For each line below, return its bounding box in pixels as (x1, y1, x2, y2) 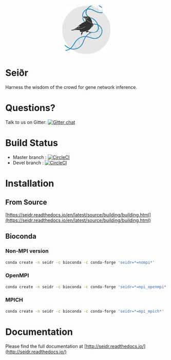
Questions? (5, 102, 55, 114)
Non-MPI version (5, 247, 49, 255)
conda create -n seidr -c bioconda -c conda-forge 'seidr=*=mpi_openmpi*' (5, 284, 169, 290)
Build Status (5, 137, 58, 149)
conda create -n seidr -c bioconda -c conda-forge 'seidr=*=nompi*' (5, 260, 155, 265)
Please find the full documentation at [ (5, 343, 86, 349)
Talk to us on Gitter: (5, 119, 47, 125)
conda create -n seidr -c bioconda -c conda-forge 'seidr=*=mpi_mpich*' (5, 309, 164, 314)
